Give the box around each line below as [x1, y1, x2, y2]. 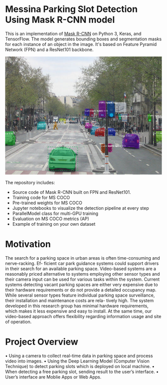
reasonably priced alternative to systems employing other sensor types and [5, 271, 160, 277]
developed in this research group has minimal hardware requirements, [5, 303, 149, 309]
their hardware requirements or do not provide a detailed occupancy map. [5, 287, 157, 293]
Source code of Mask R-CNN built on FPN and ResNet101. [12, 189, 131, 195]
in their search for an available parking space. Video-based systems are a [5, 266, 157, 272]
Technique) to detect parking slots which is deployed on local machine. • [5, 363, 155, 369]
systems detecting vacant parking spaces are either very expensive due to [5, 281, 158, 288]
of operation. [5, 319, 32, 325]
